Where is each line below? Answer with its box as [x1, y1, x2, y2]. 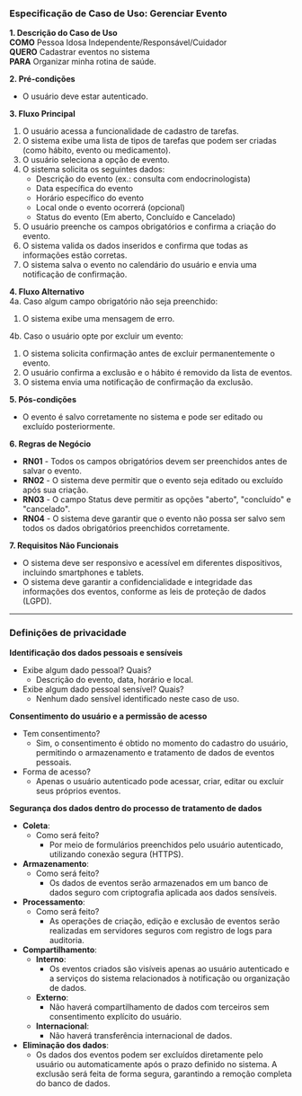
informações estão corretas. [22, 250, 128, 261]
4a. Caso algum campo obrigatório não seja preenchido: [9, 296, 218, 307]
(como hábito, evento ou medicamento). [22, 145, 171, 155]
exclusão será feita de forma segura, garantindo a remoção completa [35, 1068, 292, 1079]
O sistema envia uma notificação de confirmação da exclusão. [22, 376, 253, 388]
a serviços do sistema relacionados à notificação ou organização [49, 973, 290, 984]
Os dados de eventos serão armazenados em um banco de [49, 877, 269, 888]
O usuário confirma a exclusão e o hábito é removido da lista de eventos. [22, 367, 293, 378]
